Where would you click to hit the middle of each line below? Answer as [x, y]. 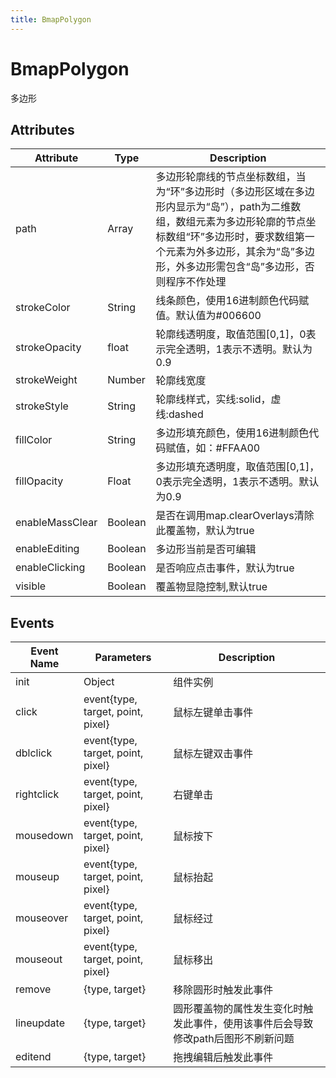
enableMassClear [56, 523]
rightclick [37, 794]
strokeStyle [42, 406]
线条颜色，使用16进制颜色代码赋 [232, 301]
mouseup [37, 877]
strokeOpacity [48, 348]
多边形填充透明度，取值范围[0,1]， [237, 467]
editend [33, 1057]
